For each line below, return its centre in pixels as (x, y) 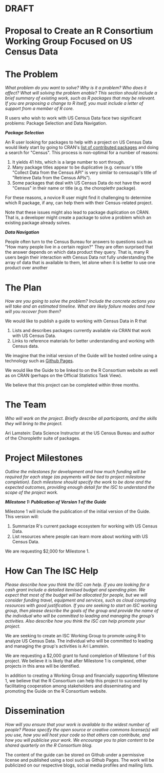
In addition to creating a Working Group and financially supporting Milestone (82, 676)
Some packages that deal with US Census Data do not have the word (82, 183)
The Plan (23, 288)
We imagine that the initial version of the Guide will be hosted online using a (81, 356)
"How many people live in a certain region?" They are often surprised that (79, 247)
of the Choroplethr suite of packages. (43, 438)
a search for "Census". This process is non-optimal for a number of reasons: (82, 153)
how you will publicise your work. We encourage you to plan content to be (80, 740)
